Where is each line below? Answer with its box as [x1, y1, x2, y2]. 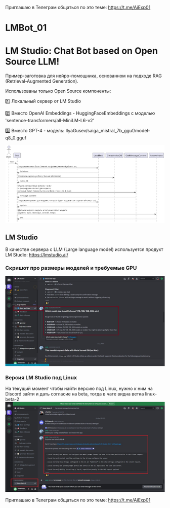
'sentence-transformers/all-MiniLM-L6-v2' [5, 118, 95, 124]
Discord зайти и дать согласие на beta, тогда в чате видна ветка [5, 391, 144, 397]
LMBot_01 [5, 22, 47, 33]
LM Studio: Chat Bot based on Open [5, 45, 158, 57]
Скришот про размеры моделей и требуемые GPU [5, 265, 137, 272]
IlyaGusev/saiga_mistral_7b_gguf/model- [65, 128, 150, 134]
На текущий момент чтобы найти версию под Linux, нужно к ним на [5, 385, 153, 392]
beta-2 [5, 396, 19, 403]
